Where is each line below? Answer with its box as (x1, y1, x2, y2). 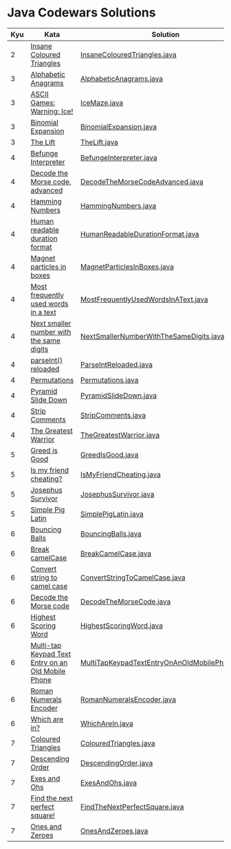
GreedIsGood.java (80, 450, 139, 460)
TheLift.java (80, 137, 119, 147)
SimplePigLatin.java (80, 509, 144, 519)
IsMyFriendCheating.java (80, 469, 162, 479)
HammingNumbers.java (80, 201, 157, 210)
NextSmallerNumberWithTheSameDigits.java (80, 331, 225, 341)
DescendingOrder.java (80, 758, 153, 767)
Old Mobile (30, 666, 66, 676)
